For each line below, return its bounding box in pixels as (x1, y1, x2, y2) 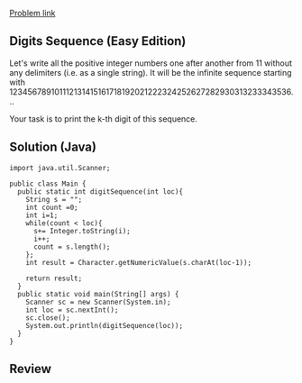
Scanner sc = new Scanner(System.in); (25, 297, 171, 306)
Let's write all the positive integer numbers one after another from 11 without (9, 58, 293, 68)
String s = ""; (25, 195, 83, 204)
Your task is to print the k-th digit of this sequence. (9, 113, 198, 124)
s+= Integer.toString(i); (32, 226, 131, 235)
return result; (25, 274, 83, 283)
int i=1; (25, 211, 59, 220)
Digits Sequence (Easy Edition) (9, 33, 187, 49)
